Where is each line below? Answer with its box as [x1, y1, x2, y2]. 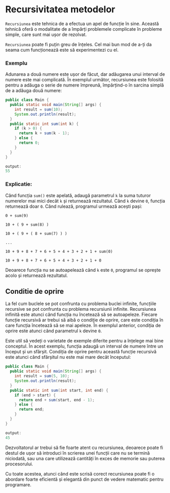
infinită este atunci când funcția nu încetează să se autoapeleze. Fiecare [5, 311, 157, 318]
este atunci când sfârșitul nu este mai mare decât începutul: [5, 354, 131, 360]
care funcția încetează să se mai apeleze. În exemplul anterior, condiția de [5, 323, 161, 329]
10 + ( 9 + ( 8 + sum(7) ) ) [5, 231, 67, 236]
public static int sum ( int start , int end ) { [10, 388, 109, 393]
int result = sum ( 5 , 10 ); [14, 374, 70, 379]
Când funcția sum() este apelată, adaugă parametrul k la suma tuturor [5, 192, 151, 198]
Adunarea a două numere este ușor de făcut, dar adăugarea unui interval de [5, 71, 165, 77]
